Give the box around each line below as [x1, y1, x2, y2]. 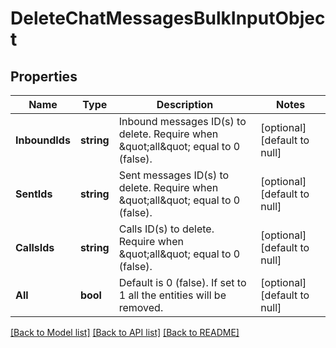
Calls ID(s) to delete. [118, 222, 215, 236]
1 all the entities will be [118, 288, 227, 302]
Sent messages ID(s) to [118, 168, 230, 182]
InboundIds [15, 133, 71, 147]
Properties [10, 68, 78, 85]
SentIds [15, 187, 53, 201]
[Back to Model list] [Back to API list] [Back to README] [10, 327, 240, 338]
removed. [118, 301, 164, 314]
